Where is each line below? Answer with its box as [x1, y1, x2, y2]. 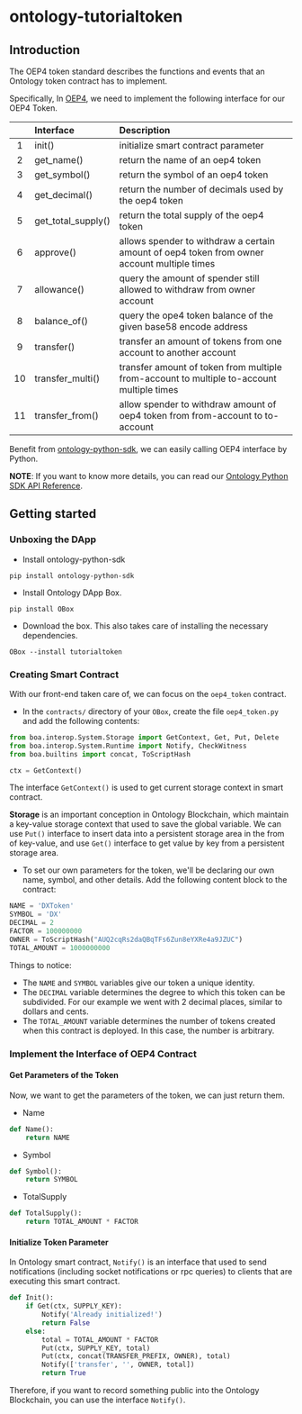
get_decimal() [34, 189, 93, 201]
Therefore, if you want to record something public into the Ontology [9, 1385, 260, 1396]
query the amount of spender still [119, 272, 260, 285]
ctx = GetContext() [9, 766, 83, 775]
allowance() [34, 284, 85, 295]
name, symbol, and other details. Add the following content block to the [22, 875, 288, 885]
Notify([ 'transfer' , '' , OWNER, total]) [41, 1360, 195, 1370]
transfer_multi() [34, 372, 101, 385]
